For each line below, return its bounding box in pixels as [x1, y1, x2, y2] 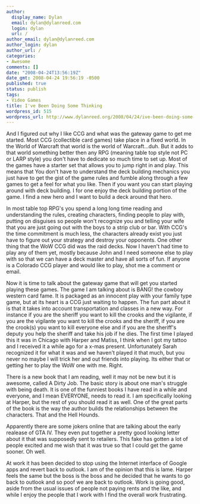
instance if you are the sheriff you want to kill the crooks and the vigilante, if [6, 311, 192, 318]
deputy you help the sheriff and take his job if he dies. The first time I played [6, 330, 193, 337]
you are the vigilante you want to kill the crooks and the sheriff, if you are [6, 318, 185, 325]
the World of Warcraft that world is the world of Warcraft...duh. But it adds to [6, 143, 193, 150]
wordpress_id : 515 [6, 108, 52, 114]
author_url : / [6, 48, 42, 54]
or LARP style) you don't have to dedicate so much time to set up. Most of [6, 155, 187, 162]
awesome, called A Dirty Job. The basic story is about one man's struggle [6, 380, 187, 387]
